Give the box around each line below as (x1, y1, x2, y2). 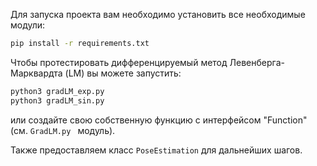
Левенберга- (229, 56, 285, 68)
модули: (10, 19, 46, 31)
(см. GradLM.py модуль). (10, 124, 116, 136)
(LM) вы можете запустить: (64, 67, 182, 79)
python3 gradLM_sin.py (10, 95, 105, 106)
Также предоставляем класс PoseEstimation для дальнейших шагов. (10, 144, 303, 156)
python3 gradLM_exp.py (10, 86, 105, 96)
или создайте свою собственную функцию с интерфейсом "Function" (10, 114, 308, 126)
